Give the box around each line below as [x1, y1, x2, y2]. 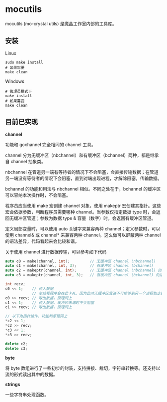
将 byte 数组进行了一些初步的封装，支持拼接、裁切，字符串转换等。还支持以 [5, 365, 161, 371]
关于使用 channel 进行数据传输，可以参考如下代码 [5, 248, 107, 255]
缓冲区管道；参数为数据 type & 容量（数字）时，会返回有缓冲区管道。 [13, 215, 156, 221]
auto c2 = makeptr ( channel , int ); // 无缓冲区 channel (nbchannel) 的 [5, 268, 162, 273]
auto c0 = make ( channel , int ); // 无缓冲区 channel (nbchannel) [5, 258, 156, 264]
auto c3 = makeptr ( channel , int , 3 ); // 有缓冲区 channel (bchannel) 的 [5, 273, 160, 278]
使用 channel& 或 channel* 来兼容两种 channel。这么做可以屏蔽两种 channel [5, 232, 161, 238]
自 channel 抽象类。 [5, 158, 46, 164]
